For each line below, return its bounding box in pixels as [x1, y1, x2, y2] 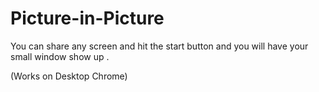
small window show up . [10, 50, 110, 62]
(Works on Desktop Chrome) [10, 70, 128, 82]
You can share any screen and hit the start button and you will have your [10, 40, 309, 52]
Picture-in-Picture [10, 7, 165, 30]
